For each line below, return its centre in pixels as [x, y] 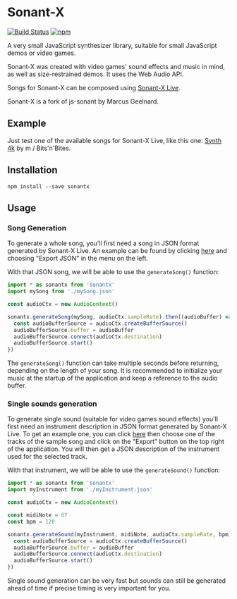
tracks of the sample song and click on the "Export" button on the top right [116, 442]
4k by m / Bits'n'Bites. [39, 148]
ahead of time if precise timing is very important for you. [89, 588]
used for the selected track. [48, 457]
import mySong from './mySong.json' [61, 292]
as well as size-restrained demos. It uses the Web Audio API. [96, 74]
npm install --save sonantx [49, 186]
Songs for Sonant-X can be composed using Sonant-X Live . [94, 87]
